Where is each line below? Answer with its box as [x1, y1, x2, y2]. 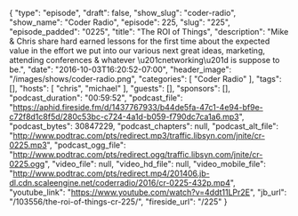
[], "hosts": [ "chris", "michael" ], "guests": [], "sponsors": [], [9, 84, 231, 93]
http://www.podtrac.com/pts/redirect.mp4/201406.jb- [12, 168, 211, 179]
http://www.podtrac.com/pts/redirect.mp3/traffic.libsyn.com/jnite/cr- [12, 131, 265, 140]
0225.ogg [9, 159, 45, 169]
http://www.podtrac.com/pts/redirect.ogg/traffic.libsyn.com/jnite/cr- [12, 149, 263, 159]
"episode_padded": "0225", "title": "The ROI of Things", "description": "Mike [9, 27, 289, 36]
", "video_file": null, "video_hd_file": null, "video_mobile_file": [44, 159, 267, 169]
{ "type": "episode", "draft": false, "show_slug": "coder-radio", [9, 8, 237, 18]
